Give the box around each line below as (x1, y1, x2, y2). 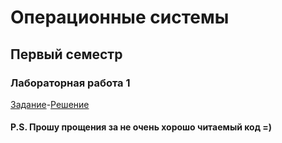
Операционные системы (10, 6, 230, 29)
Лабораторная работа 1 (10, 76, 131, 90)
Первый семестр (10, 46, 123, 63)
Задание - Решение (10, 98, 90, 110)
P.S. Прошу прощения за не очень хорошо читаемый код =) (10, 121, 273, 133)
